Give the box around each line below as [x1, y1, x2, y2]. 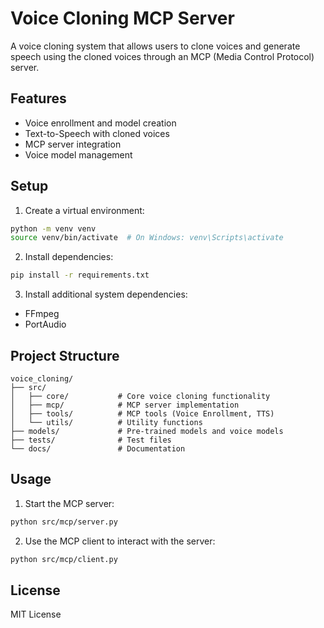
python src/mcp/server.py [10, 517, 118, 527]
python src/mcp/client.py [10, 554, 118, 564]
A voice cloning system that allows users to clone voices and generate [10, 40, 301, 52]
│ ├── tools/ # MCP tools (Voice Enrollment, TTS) [10, 409, 275, 419]
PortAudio [24, 318, 67, 331]
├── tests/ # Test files [10, 435, 172, 445]
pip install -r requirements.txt [10, 270, 150, 281]
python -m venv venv [10, 223, 97, 234]
